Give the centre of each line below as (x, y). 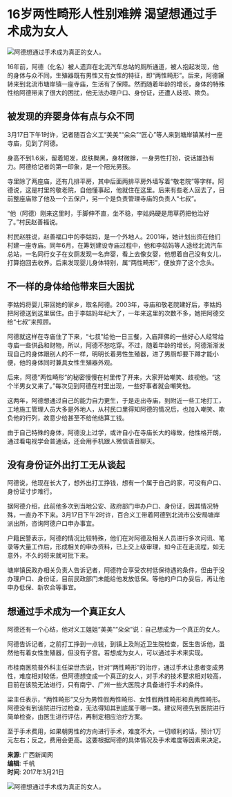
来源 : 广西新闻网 (30, 755)
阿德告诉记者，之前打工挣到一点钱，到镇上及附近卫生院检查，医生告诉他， (113, 644)
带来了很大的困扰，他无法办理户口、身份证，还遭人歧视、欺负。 (122, 92)
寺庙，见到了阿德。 (35, 143)
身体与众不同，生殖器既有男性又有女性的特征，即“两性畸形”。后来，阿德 (116, 75)
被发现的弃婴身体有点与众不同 (71, 117)
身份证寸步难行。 (31, 491)
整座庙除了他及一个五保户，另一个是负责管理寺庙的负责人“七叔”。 (106, 199)
